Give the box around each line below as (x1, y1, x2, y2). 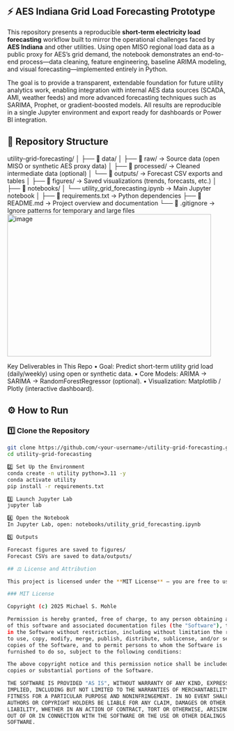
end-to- (201, 50, 224, 58)
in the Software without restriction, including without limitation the (7, 628, 223, 635)
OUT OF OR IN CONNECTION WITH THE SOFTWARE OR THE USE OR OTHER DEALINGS (7, 712, 226, 719)
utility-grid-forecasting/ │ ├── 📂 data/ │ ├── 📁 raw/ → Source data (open (7, 154, 220, 163)
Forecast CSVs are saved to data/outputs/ (7, 552, 132, 560)
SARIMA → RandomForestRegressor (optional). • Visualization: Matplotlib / (7, 376, 221, 385)
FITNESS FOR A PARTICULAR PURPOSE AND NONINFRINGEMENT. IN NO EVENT (7, 693, 210, 700)
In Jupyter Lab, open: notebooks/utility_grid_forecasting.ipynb (7, 521, 201, 529)
